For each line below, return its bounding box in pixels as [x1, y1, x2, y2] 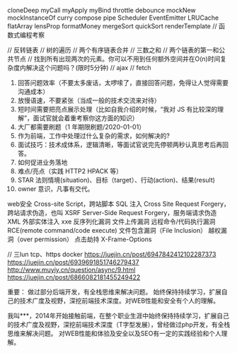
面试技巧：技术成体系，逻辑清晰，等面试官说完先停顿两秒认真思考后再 [17, 141, 223, 149]
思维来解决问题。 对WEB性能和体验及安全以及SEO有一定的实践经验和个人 [7, 329, 221, 337]
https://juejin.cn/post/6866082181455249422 [7, 273, 141, 282]
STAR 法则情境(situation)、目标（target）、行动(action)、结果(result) [17, 176, 216, 184]
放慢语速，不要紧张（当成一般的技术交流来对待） [17, 96, 161, 105]
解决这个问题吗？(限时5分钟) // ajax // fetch [25, 64, 151, 71]
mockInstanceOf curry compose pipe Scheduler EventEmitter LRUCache [7, 13, 219, 22]
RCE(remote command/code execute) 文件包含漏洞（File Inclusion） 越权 [7, 226, 221, 234]
